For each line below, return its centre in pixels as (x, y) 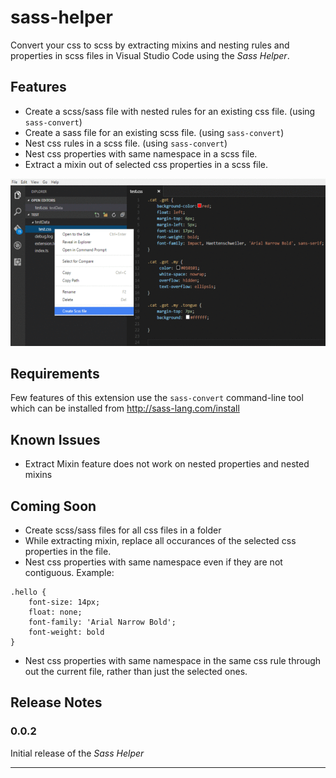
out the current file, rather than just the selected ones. (136, 671)
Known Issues (55, 439)
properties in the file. (68, 551)
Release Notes (56, 702)
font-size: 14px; (64, 602)
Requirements (55, 373)
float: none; (55, 612)
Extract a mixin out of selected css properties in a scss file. (146, 164)
